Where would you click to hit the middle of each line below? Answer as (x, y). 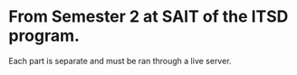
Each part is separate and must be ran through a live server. (120, 61)
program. (44, 36)
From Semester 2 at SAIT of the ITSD (148, 17)
